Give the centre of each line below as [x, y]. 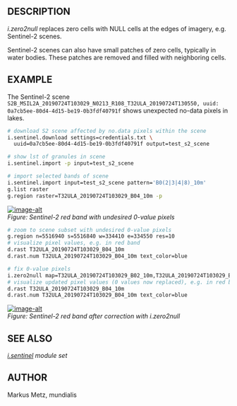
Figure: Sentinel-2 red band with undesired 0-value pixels [91, 217]
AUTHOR [28, 378]
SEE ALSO [30, 338]
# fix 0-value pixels [39, 269]
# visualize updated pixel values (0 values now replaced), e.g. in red [116, 282]
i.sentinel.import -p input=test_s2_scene [71, 163]
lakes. [16, 118]
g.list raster [28, 189]
